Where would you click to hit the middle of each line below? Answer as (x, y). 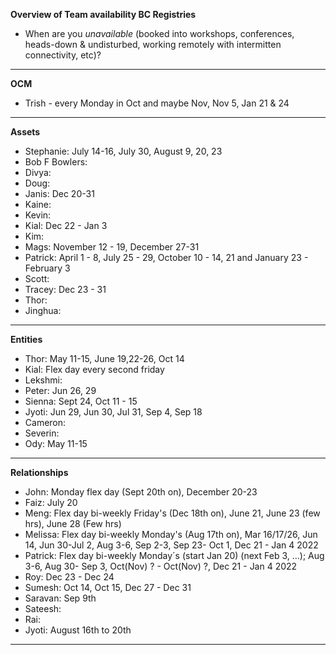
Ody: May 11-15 (56, 443)
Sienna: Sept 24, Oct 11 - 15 (81, 401)
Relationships (39, 472)
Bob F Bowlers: (56, 162)
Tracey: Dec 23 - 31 (65, 289)
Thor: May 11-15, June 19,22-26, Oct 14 (104, 358)
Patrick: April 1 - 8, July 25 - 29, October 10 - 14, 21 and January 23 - (166, 257)
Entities (26, 339)
